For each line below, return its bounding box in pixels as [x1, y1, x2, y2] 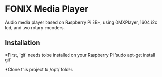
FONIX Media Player [5, 3, 89, 15]
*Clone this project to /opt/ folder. [5, 66, 74, 72]
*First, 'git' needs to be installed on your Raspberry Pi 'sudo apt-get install [5, 52, 155, 58]
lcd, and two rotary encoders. [5, 24, 65, 30]
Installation [5, 39, 40, 47]
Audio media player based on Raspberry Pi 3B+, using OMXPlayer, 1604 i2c [5, 19, 158, 25]
